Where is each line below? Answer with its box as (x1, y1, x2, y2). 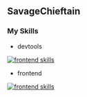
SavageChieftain (7, 6, 81, 17)
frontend (17, 69, 43, 77)
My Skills (7, 26, 39, 36)
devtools (17, 42, 43, 51)
